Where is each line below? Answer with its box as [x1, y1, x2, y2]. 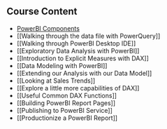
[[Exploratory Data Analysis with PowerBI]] [16, 46, 140, 55]
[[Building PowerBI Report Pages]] [16, 98, 116, 107]
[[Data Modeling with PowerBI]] [16, 61, 108, 69]
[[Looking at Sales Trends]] [16, 76, 96, 85]
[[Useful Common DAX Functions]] [16, 91, 117, 100]
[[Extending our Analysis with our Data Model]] [16, 69, 152, 77]
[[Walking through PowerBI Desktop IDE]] [16, 39, 136, 48]
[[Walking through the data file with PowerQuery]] [16, 32, 161, 40]
